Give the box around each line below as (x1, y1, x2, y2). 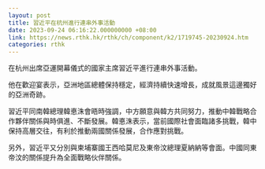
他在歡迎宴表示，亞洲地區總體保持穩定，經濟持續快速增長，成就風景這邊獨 (8, 80, 250, 90)
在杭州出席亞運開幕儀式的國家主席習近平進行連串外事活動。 (8, 64, 202, 73)
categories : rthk (8, 41, 65, 49)
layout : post (8, 11, 51, 20)
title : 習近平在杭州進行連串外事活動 (8, 19, 116, 27)
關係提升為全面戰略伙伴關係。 (28, 152, 126, 162)
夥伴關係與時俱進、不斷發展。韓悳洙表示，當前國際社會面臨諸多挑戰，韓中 (14, 116, 257, 126)
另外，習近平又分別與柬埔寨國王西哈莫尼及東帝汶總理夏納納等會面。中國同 (8, 143, 250, 152)
